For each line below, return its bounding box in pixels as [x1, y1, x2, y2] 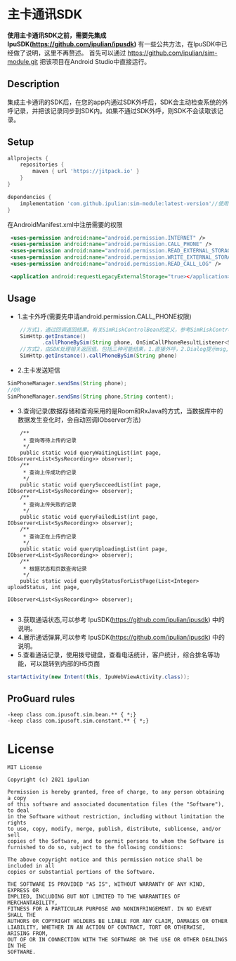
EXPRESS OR [7, 887, 39, 894]
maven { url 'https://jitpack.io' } [32, 168, 140, 175]
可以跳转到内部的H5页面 [29, 659, 100, 668]
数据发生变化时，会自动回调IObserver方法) [17, 415, 142, 424]
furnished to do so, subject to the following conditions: [7, 844, 184, 851]
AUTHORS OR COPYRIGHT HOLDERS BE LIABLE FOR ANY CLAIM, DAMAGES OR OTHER [7, 918, 228, 925]
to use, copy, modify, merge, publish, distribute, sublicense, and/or [7, 825, 221, 833]
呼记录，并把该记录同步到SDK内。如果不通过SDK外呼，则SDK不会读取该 [7, 106, 218, 115]
